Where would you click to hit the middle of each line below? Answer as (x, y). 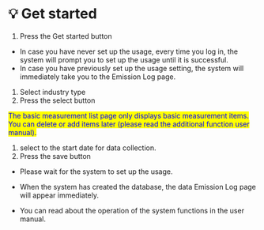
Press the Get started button (66, 36)
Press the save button (55, 156)
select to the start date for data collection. (88, 148)
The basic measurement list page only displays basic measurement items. (128, 115)
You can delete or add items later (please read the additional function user (129, 124)
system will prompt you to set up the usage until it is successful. (124, 59)
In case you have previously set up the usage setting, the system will (132, 68)
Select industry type (53, 92)
